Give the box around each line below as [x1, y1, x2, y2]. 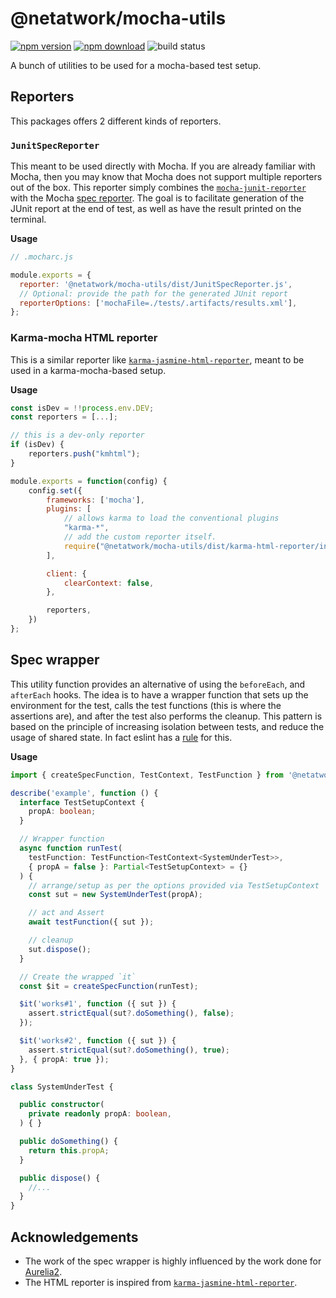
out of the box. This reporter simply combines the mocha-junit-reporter [10, 182, 307, 194]
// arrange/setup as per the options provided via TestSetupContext [28, 880, 320, 891]
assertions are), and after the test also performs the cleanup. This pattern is [10, 710, 323, 722]
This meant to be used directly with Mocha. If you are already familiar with [10, 160, 316, 172]
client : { [46, 568, 87, 579]
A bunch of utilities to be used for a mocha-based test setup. [10, 59, 262, 71]
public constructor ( [19, 1100, 105, 1110]
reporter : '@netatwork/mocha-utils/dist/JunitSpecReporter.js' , [19, 279, 293, 289]
